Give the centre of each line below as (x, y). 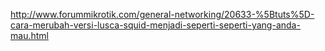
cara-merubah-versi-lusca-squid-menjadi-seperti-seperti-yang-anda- (155, 25)
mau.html (29, 35)
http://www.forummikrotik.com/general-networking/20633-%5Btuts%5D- (162, 14)
